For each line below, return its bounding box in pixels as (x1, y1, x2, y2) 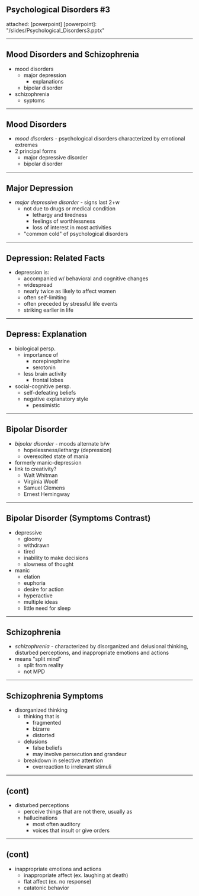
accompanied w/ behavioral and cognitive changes (23, 275, 149, 282)
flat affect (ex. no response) (23, 878, 92, 885)
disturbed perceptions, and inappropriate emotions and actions (14, 649, 169, 657)
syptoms (23, 97, 45, 104)
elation (23, 573, 40, 580)
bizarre (32, 725, 50, 732)
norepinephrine (32, 357, 70, 364)
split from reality (23, 662, 64, 669)
